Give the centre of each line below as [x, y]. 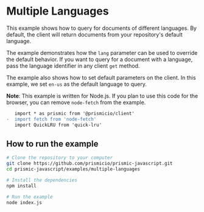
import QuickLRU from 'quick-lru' [58, 125]
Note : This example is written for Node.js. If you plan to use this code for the [102, 96]
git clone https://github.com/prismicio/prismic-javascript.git [90, 164]
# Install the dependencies [42, 180]
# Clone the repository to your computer [60, 158]
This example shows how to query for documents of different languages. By [101, 28]
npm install [21, 186]
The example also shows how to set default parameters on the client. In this [101, 77]
